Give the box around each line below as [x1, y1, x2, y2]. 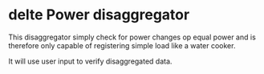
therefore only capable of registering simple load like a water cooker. [8, 40, 236, 50]
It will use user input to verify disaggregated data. [8, 56, 173, 66]
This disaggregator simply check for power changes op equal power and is [8, 32, 257, 42]
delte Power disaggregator [8, 6, 190, 24]
